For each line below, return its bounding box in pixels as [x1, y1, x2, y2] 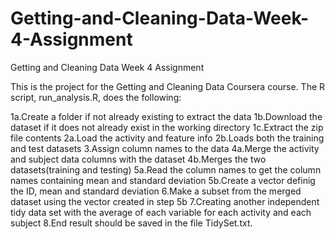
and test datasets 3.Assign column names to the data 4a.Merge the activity [10, 142, 320, 154]
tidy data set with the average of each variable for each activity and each [10, 206, 312, 218]
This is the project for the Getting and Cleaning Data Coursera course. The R [10, 80, 326, 92]
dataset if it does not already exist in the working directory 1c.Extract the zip [10, 121, 324, 133]
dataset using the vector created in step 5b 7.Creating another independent [10, 195, 320, 207]
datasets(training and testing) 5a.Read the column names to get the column [10, 163, 322, 176]
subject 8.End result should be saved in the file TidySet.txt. [10, 217, 253, 229]
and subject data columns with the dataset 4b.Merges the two [10, 153, 267, 165]
